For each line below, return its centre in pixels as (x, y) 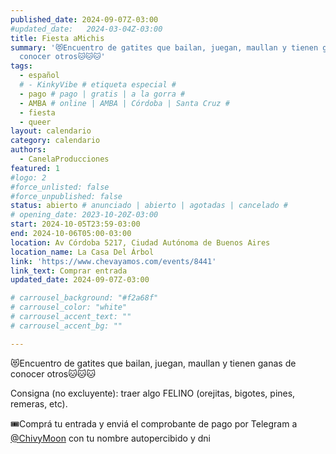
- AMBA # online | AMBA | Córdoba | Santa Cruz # (124, 103)
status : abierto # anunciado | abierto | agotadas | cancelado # (149, 206)
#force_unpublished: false (66, 196)
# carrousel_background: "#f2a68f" (84, 298)
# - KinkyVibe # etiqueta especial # (98, 85)
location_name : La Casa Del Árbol (82, 252)
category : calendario (55, 141)
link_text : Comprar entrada (69, 271)
